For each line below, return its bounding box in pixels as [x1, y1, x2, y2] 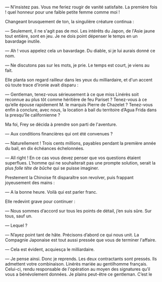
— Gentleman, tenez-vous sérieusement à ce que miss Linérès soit [5, 92, 139, 97]
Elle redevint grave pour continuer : [5, 199, 76, 204]
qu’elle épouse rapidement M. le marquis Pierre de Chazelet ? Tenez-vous [5, 102, 153, 107]
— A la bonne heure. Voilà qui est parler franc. [5, 189, 97, 195]
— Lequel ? [5, 223, 28, 228]
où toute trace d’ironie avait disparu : [5, 82, 79, 88]
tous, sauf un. [5, 213, 32, 219]
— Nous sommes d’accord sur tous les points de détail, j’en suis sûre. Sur [5, 208, 152, 214]
